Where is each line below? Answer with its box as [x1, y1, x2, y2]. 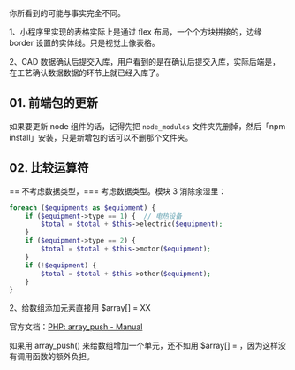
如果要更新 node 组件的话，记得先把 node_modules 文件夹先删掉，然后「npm [9, 120, 286, 131]
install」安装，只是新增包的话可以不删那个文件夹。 [9, 132, 193, 143]
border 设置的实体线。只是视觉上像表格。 [9, 38, 160, 48]
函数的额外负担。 [32, 351, 95, 362]
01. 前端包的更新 [9, 96, 99, 111]
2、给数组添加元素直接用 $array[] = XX [9, 303, 152, 313]
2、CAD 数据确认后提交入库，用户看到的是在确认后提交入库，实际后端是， [9, 57, 281, 66]
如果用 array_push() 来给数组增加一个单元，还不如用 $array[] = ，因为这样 [9, 340, 278, 351]
